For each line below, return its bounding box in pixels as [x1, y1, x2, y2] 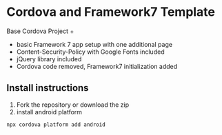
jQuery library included [16, 54, 82, 63]
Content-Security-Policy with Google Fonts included [16, 48, 165, 56]
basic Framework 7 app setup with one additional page [16, 40, 173, 48]
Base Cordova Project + [6, 27, 74, 35]
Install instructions [6, 82, 89, 94]
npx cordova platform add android [6, 121, 106, 128]
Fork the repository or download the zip [16, 101, 130, 109]
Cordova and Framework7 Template [6, 4, 215, 20]
